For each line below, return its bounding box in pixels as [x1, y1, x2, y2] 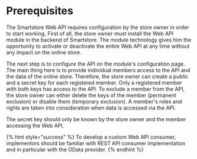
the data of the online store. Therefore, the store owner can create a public [6, 73, 189, 80]
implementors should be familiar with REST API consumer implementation [6, 139, 185, 147]
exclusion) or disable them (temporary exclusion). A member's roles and [6, 98, 182, 105]
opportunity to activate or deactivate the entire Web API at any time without [6, 43, 190, 50]
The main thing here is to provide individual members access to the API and [6, 66, 190, 73]
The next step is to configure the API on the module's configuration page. [6, 60, 185, 67]
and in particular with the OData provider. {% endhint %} [6, 146, 144, 153]
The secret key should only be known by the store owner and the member [6, 115, 186, 122]
